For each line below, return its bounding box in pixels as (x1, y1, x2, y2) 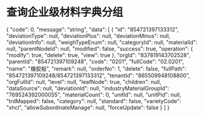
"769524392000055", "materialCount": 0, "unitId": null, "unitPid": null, (6, 91, 182, 98)
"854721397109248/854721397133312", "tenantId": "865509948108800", (6, 72, 190, 79)
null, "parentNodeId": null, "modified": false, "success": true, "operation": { (6, 45, 193, 52)
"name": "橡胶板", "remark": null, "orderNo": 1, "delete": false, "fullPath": (6, 65, 187, 72)
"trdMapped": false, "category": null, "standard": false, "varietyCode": (6, 97, 181, 104)
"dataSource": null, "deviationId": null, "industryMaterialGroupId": (6, 84, 170, 92)
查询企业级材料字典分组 (6, 5, 124, 19)
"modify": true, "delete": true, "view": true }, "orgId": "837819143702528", (6, 51, 191, 58)
